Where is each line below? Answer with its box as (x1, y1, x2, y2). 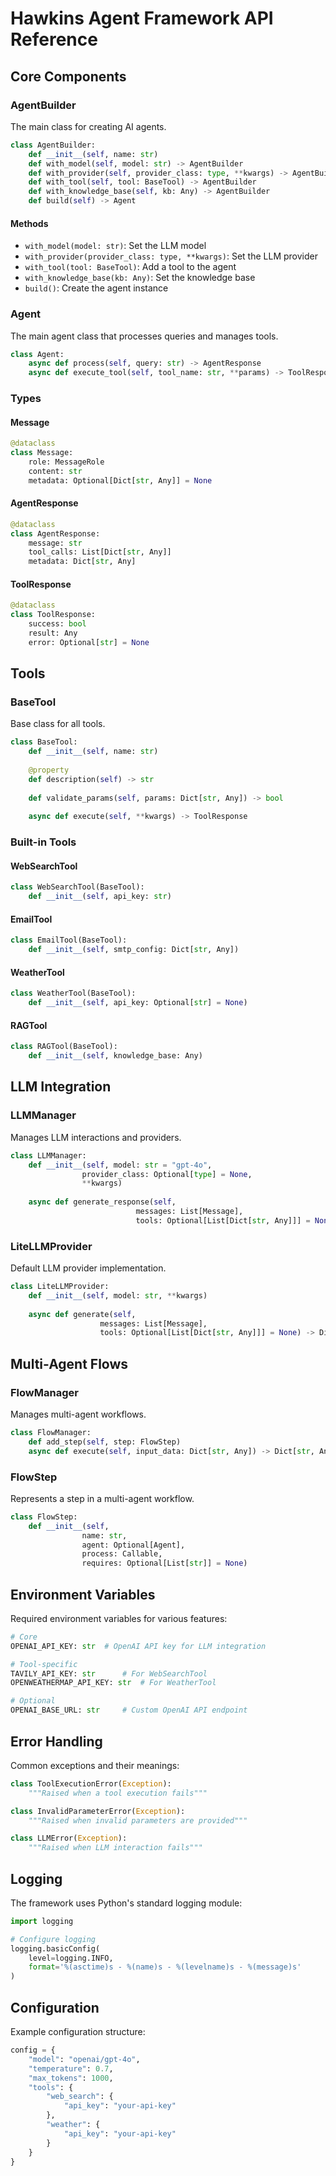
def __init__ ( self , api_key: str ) (28, 892, 172, 902)
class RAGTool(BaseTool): (10, 1042, 118, 1052)
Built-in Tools (10, 835, 77, 849)
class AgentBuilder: (10, 140, 97, 150)
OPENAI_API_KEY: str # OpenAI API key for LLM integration (10, 1641, 267, 1651)
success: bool (28, 619, 87, 629)
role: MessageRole (28, 457, 105, 467)
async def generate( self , (28, 1309, 137, 1319)
